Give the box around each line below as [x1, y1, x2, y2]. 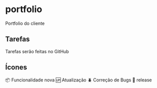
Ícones [5, 63, 27, 72]
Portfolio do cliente [5, 20, 45, 26]
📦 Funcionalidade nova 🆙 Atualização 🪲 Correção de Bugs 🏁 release [5, 77, 152, 83]
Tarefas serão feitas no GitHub [5, 48, 69, 54]
